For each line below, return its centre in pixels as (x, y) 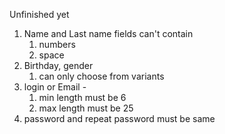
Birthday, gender (58, 65)
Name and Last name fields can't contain (108, 33)
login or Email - (55, 87)
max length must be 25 (86, 108)
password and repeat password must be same (119, 118)
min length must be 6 (82, 97)
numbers (57, 44)
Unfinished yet (39, 14)
